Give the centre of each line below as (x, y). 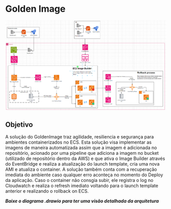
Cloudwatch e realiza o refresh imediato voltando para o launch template (82, 186)
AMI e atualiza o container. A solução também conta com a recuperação (81, 170)
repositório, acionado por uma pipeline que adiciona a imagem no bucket (82, 153)
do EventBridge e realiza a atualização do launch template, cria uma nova (82, 164)
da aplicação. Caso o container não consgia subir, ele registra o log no (79, 180)
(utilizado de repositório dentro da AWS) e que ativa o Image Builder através (85, 158)
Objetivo (19, 124)
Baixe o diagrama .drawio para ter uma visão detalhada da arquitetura (82, 201)
